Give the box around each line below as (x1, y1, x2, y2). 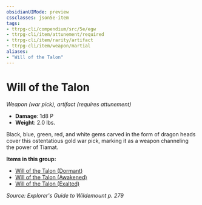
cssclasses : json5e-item (6, 15, 69, 21)
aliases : (6, 49, 29, 55)
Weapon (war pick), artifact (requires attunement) (6, 100, 132, 108)
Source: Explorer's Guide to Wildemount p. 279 (6, 192, 124, 199)
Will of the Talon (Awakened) (15, 173, 87, 181)
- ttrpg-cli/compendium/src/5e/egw (6, 26, 96, 32)
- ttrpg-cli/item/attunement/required (6, 32, 104, 38)
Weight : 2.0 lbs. (15, 119, 56, 126)
